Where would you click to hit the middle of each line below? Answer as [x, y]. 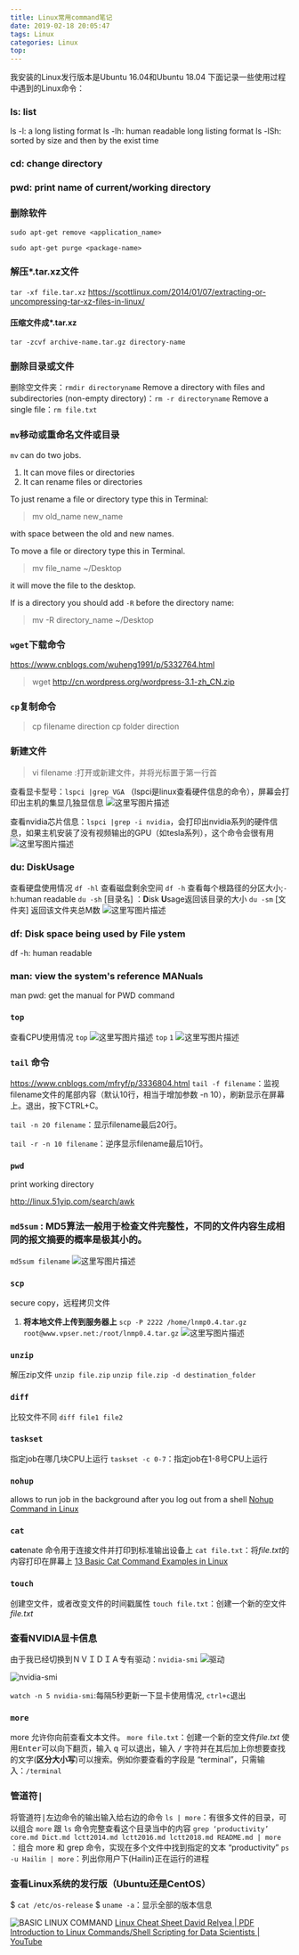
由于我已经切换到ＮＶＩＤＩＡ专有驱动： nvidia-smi [104, 1659]
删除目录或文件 [42, 366]
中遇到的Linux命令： [48, 88]
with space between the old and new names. [92, 533]
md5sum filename [40, 1262]
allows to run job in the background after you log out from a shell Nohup [142, 1500]
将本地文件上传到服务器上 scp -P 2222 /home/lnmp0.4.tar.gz [135, 1321]
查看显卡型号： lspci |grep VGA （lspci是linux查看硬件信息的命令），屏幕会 [146, 791]
